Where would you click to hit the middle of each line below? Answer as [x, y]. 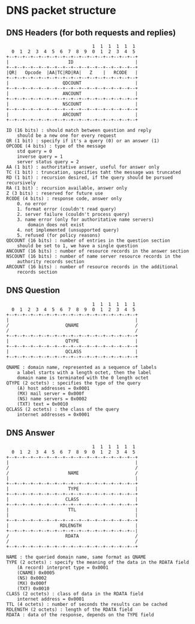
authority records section [51, 262]
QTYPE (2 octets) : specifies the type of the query [73, 383]
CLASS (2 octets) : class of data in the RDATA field [75, 594]
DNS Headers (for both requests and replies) [91, 33]
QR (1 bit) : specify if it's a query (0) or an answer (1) [83, 141]
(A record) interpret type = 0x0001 [63, 568]
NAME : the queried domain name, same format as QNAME [76, 557]
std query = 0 [34, 151]
